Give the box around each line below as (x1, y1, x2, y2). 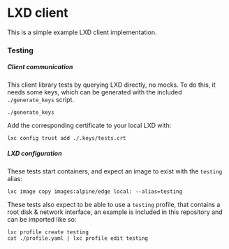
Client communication (7, 63, 73, 71)
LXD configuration (7, 149, 62, 158)
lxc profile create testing (7, 229, 89, 236)
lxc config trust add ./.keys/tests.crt (7, 134, 127, 141)
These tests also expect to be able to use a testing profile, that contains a (7, 200, 221, 208)
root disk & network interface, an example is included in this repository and (7, 208, 223, 216)
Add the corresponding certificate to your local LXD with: (7, 121, 172, 129)
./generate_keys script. (7, 95, 75, 104)
